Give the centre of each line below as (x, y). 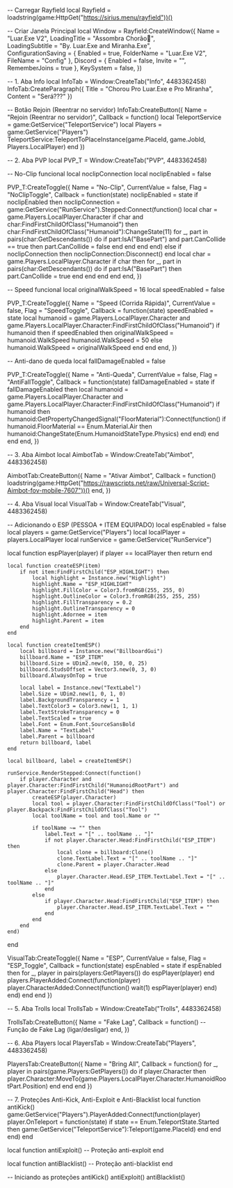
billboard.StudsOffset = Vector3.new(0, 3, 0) (88, 670)
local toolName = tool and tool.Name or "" (96, 816)
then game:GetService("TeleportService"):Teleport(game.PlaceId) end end (114, 1129)
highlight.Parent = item (68, 621)
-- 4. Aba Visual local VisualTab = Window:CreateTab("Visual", (97, 504)
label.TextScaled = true (56, 718)
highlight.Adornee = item (70, 615)
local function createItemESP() (54, 645)
